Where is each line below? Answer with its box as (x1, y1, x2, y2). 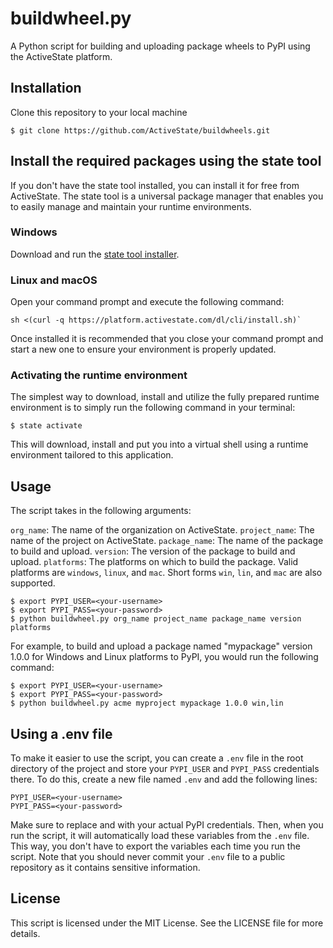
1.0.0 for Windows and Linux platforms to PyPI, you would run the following (10, 651, 319, 663)
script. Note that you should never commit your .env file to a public (10, 851, 286, 863)
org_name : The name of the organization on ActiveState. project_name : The (10, 524, 315, 536)
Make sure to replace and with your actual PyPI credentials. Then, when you (10, 819, 324, 831)
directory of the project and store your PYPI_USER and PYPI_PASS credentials (10, 763, 320, 775)
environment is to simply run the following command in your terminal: (10, 402, 296, 414)
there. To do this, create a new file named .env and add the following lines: (10, 773, 318, 786)
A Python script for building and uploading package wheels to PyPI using (10, 40, 311, 52)
